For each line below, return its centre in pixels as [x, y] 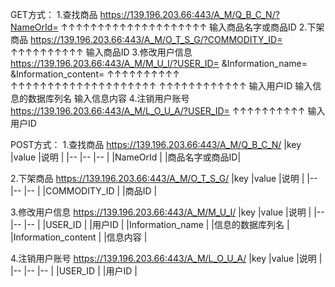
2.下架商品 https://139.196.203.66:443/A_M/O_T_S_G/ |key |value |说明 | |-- [164, 178]
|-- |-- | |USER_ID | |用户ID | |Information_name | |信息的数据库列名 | [150, 224]
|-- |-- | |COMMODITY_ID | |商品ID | [84, 191]
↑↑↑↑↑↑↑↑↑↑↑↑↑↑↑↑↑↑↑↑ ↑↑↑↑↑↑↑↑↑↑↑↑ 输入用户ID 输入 [161, 86]
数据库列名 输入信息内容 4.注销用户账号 [108, 98]
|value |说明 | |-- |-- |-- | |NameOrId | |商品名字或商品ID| [126, 157]
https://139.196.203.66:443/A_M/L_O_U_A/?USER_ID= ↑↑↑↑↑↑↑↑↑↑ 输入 [168, 111]
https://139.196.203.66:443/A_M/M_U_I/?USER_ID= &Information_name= [159, 63]
